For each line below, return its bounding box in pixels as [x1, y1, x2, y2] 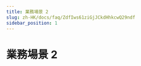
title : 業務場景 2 [6, 8, 49, 15]
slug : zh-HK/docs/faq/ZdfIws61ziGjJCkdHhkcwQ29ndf [6, 14, 136, 20]
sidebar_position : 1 [6, 20, 58, 26]
